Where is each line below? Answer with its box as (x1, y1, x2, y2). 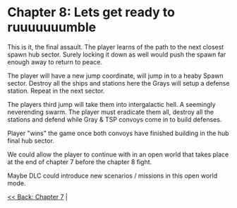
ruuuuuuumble (7, 19, 97, 35)
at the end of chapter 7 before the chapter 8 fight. (7, 157, 152, 166)
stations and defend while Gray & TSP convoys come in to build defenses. (7, 115, 222, 124)
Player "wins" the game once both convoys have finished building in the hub (7, 129, 229, 137)
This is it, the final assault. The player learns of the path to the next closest (7, 42, 224, 51)
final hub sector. (7, 136, 54, 145)
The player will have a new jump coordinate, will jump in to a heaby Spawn (7, 71, 224, 80)
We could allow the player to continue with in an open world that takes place (7, 150, 229, 158)
